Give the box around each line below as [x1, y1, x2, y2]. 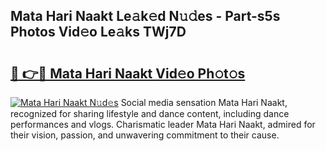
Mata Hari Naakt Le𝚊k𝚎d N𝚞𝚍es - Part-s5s [10, 8, 281, 25]
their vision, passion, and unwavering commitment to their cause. [10, 129, 280, 141]
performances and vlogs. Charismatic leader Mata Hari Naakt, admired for [10, 119, 316, 130]
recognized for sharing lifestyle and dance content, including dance [10, 108, 290, 119]
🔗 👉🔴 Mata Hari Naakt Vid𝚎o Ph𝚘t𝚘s [10, 65, 246, 82]
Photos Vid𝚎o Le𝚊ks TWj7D [10, 24, 187, 41]
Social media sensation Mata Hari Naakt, [120, 97, 288, 108]
